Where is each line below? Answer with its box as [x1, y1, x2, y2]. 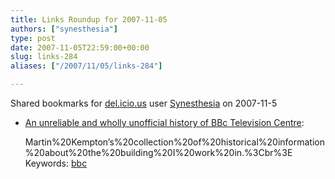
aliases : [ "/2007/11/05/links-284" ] [10, 61, 163, 71]
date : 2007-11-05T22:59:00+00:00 [10, 42, 150, 53]
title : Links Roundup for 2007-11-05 [10, 14, 168, 25]
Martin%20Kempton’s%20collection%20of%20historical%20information [24, 136, 325, 148]
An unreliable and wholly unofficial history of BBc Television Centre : [24, 117, 305, 128]
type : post [10, 33, 56, 43]
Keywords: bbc [24, 157, 88, 169]
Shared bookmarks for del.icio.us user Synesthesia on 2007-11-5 [10, 97, 278, 109]
